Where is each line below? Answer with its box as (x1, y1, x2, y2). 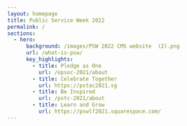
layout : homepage (7, 10, 58, 17)
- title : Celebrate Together (32, 75, 118, 83)
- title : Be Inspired (32, 88, 96, 95)
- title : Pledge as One (32, 62, 102, 69)
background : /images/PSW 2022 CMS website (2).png (25, 43, 180, 50)
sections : (7, 29, 36, 37)
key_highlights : (25, 56, 74, 63)
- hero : (13, 36, 36, 43)
